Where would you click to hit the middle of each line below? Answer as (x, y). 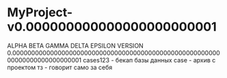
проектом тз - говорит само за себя (60, 67)
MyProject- (40, 13)
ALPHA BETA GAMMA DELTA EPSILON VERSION (75, 45)
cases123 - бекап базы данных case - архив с (149, 60)
